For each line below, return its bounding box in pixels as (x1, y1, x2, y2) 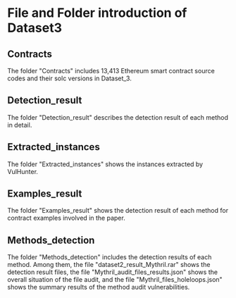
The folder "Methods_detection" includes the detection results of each (7, 253, 212, 261)
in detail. (7, 120, 32, 129)
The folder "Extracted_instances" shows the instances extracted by (7, 160, 203, 168)
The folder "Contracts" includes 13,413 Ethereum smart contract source (7, 67, 215, 75)
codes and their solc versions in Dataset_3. (7, 74, 132, 82)
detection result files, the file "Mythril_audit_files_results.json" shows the (7, 268, 218, 276)
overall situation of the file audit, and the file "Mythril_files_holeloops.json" (7, 275, 223, 284)
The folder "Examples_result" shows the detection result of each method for (7, 206, 229, 215)
